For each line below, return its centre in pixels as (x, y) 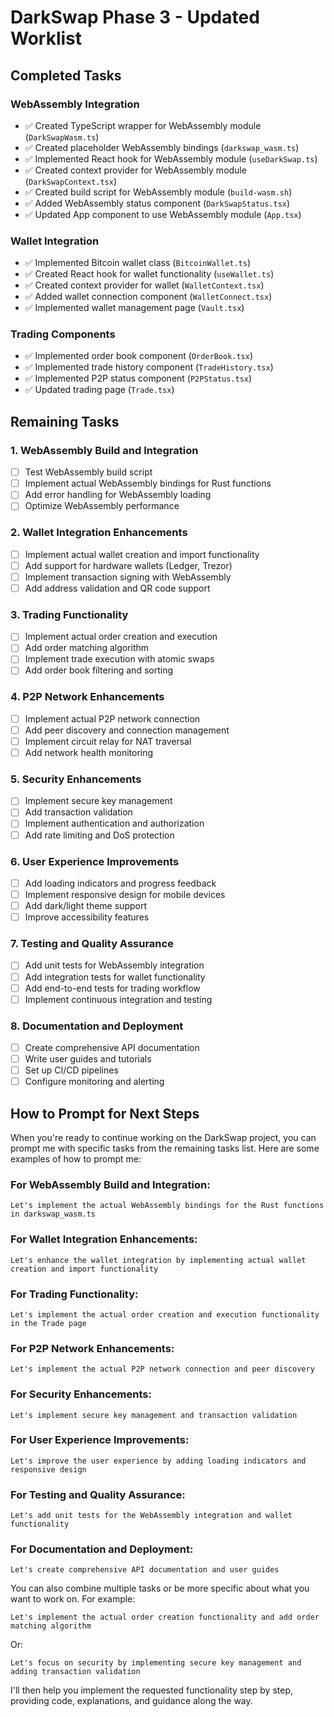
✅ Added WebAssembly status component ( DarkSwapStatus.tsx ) (157, 203)
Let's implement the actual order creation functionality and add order (165, 1617)
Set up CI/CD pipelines (71, 1070)
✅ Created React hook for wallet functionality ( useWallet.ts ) (149, 274)
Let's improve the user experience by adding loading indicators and (158, 1461)
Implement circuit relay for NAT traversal (108, 741)
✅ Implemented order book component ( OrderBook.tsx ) (139, 356)
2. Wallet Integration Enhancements (99, 533)
